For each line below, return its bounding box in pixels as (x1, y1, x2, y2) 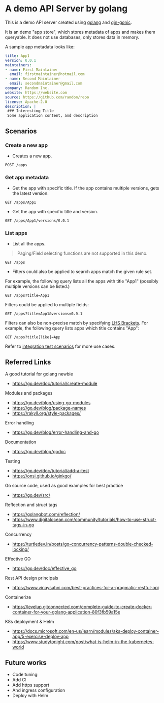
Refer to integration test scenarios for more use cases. (5, 343, 116, 349)
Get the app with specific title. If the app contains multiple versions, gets (12, 185, 160, 191)
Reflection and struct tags (5, 502, 58, 508)
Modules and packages (5, 390, 53, 396)
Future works (5, 658, 47, 667)
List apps (5, 230, 28, 236)
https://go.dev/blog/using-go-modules (12, 400, 91, 406)
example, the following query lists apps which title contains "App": (5, 325, 139, 331)
